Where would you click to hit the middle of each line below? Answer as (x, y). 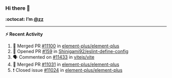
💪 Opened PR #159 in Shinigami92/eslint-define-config (71, 51)
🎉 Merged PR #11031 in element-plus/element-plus (66, 64)
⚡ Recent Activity (24, 34)
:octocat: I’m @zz (24, 19)
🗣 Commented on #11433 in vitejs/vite (53, 57)
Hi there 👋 (18, 8)
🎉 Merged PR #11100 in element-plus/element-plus (66, 46)
